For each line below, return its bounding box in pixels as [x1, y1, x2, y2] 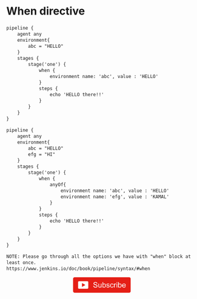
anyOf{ [49, 182, 67, 188]
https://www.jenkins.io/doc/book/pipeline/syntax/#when [6, 265, 150, 272]
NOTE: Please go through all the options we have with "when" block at [6, 253, 191, 260]
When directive [6, 4, 85, 18]
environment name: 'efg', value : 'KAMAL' [60, 194, 170, 200]
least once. [6, 259, 36, 266]
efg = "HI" [28, 151, 56, 157]
